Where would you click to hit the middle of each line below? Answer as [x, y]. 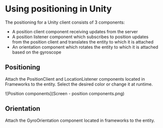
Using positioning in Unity [58, 9]
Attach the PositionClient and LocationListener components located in [75, 79]
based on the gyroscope [37, 52]
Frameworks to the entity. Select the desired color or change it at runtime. [79, 84]
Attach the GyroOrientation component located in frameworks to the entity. [80, 120]
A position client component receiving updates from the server [75, 31]
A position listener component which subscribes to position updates [80, 37]
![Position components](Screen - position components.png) [65, 93]
